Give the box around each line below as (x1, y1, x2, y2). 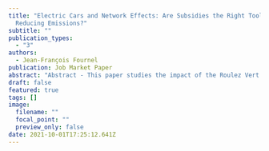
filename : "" (15, 109, 59, 117)
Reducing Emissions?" (15, 19, 88, 27)
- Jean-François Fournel (15, 57, 98, 65)
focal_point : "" (15, 116, 70, 124)
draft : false (8, 78, 52, 86)
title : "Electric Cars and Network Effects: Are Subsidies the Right (8, 11, 246, 20)
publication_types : (8, 34, 74, 42)
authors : (8, 49, 38, 57)
